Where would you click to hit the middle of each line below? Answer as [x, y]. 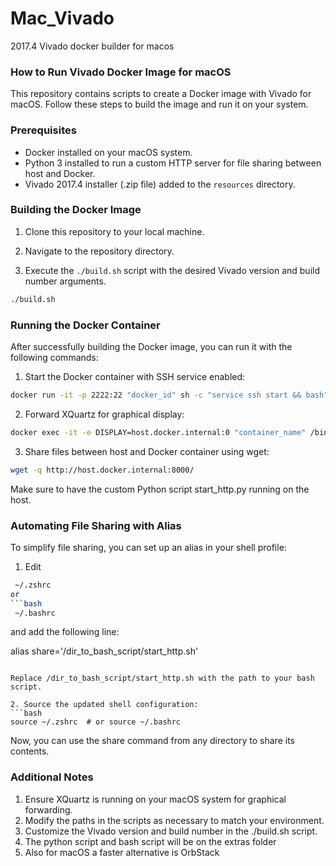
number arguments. [65, 281]
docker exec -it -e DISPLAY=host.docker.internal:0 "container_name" [158, 432]
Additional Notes [52, 777]
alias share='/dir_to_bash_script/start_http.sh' [104, 651]
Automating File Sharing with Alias [96, 525]
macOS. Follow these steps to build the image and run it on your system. [159, 104]
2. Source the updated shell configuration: [104, 705]
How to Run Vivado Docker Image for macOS [121, 72]
